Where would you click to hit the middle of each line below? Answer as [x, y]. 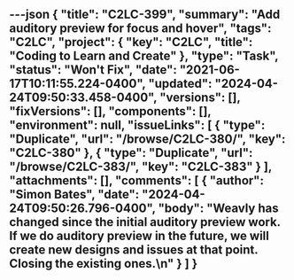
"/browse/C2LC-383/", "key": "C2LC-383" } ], [141, 167]
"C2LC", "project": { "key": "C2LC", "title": [131, 42]
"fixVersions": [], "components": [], [110, 111]
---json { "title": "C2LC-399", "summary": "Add [145, 15]
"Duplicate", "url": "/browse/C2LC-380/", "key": [147, 140]
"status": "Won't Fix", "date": [93, 70]
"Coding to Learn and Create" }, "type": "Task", [144, 56]
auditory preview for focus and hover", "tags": [140, 29]
